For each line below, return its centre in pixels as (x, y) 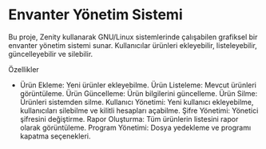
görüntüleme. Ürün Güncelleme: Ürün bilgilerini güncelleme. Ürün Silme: (139, 93)
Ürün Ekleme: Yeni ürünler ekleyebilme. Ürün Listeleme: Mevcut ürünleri (138, 85)
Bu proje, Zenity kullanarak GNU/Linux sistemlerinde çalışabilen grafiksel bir (133, 37)
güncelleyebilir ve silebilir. (51, 54)
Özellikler (24, 69)
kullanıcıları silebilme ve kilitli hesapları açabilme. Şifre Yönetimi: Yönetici (139, 111)
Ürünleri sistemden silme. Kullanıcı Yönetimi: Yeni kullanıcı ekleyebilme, (137, 102)
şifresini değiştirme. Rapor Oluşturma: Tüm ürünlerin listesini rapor (129, 119)
